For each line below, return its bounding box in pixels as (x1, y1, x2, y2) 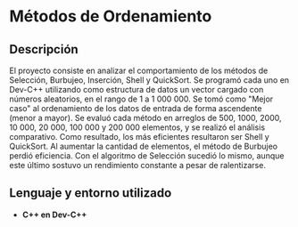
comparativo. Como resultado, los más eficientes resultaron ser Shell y (9, 132, 269, 142)
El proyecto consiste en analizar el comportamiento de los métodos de (9, 65, 269, 76)
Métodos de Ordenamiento (9, 6, 212, 27)
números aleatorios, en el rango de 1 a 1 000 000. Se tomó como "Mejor (9, 93, 274, 104)
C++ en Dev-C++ (21, 209, 87, 220)
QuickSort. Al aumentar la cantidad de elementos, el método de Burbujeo (9, 141, 278, 151)
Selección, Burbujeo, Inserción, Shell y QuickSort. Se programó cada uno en (9, 75, 290, 85)
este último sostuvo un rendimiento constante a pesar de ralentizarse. (9, 160, 266, 170)
